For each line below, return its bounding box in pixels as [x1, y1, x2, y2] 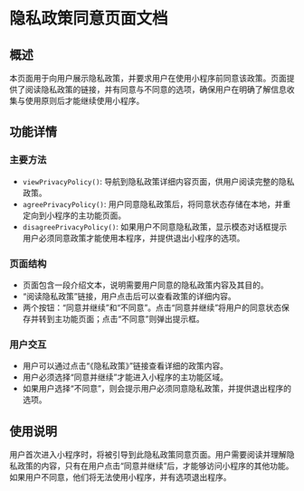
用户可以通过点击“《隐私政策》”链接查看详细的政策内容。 [22, 361, 229, 372]
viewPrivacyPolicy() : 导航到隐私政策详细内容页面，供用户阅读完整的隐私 [22, 175, 295, 186]
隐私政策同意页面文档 [9, 8, 169, 29]
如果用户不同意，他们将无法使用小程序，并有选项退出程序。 [9, 472, 232, 483]
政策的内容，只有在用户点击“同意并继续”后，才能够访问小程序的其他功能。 [16, 460, 294, 471]
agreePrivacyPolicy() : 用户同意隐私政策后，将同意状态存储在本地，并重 [22, 198, 291, 209]
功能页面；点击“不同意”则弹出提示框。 [62, 313, 205, 324]
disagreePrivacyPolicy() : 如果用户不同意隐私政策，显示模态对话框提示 [22, 221, 288, 231]
